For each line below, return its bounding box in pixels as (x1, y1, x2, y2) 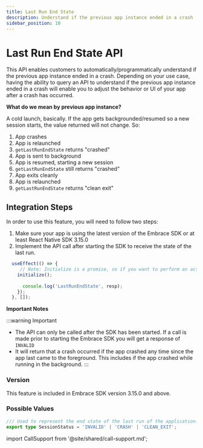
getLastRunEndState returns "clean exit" (14, 185, 114, 192)
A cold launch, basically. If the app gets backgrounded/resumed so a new (6, 115, 190, 123)
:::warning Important (6, 317, 57, 324)
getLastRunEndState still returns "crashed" (14, 165, 120, 173)
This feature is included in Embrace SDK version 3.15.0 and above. (6, 389, 171, 397)
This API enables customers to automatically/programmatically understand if (6, 66, 196, 73)
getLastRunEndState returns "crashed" (14, 146, 111, 153)
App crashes (14, 133, 47, 141)
